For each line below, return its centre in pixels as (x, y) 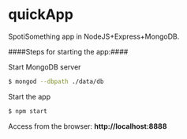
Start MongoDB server (45, 67)
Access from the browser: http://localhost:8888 (88, 126)
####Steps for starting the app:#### (68, 51)
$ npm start (28, 111)
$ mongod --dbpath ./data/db (56, 81)
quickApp (41, 15)
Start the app (30, 96)
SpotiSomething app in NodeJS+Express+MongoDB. (94, 36)
